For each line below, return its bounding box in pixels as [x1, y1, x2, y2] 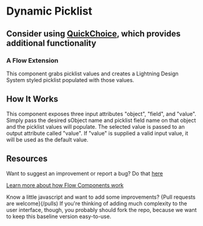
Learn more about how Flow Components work [6, 181, 124, 189]
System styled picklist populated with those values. [6, 76, 135, 83]
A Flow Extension [6, 56, 59, 64]
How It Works [6, 94, 59, 104]
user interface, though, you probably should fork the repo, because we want [6, 206, 197, 213]
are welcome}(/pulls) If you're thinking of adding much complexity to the [6, 199, 187, 207]
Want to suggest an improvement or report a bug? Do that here [6, 169, 164, 177]
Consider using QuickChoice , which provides [6, 29, 181, 39]
